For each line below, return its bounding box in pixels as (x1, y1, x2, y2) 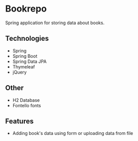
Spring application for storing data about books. (5, 20, 105, 26)
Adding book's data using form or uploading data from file (12, 130, 133, 136)
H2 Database (12, 97, 40, 103)
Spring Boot (12, 53, 38, 59)
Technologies (5, 34, 49, 43)
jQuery (12, 69, 27, 75)
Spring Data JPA (12, 58, 47, 64)
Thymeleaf (12, 63, 35, 69)
